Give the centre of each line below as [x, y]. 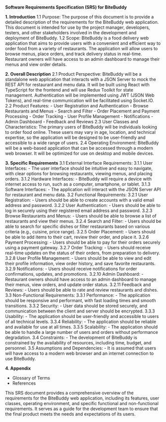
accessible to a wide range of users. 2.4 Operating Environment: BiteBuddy [82, 143]
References [24, 383]
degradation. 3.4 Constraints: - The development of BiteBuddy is [71, 337]
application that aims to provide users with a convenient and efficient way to [83, 43]
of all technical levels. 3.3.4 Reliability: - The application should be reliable [81, 321]
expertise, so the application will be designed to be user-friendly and [75, 137]
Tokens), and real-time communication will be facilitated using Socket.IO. [80, 101]
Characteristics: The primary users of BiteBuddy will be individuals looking [81, 127]
